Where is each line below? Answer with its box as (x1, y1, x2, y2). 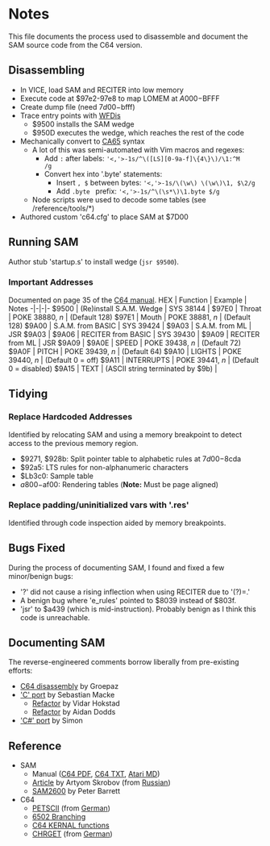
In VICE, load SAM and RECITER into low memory (19, 85, 184, 94)
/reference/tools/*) (31, 203, 95, 213)
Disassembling (8, 64, 85, 77)
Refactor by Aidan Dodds (31, 707, 116, 717)
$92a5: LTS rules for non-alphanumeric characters (19, 462, 189, 472)
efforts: (8, 666, 33, 676)
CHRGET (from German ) (31, 829, 113, 839)
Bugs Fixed (8, 541, 66, 555)
